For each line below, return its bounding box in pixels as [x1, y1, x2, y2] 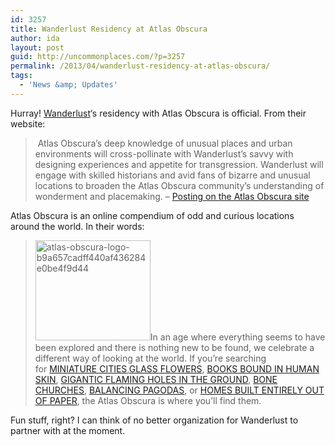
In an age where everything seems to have [149, 331, 326, 343]
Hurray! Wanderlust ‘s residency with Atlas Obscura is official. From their [10, 107, 307, 119]
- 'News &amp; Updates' [19, 80, 118, 90]
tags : [10, 71, 33, 81]
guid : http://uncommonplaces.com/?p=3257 [10, 52, 186, 62]
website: [10, 117, 46, 130]
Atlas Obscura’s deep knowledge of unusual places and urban [37, 137, 293, 149]
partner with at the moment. [10, 424, 126, 436]
